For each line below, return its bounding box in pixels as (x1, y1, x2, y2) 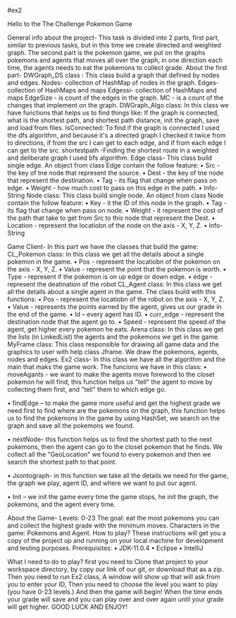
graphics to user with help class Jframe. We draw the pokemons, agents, (7, 348, 220, 356)
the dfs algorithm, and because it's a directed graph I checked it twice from (7, 131, 226, 139)
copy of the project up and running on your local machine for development (7, 537, 224, 544)
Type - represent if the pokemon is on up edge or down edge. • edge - (7, 272, 213, 281)
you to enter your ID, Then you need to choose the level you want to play (7, 580, 218, 588)
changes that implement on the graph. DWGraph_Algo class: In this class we (7, 101, 229, 109)
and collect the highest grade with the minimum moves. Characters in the (7, 521, 220, 530)
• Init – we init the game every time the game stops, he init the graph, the (7, 493, 219, 501)
